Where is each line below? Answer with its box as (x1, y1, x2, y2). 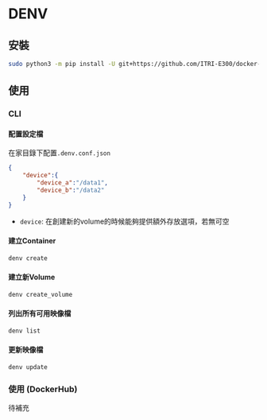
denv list (8, 327, 41, 335)
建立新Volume (8, 272, 56, 282)
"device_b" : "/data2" (37, 186, 105, 195)
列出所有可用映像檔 (8, 309, 72, 318)
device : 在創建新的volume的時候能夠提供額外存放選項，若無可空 (19, 216, 230, 226)
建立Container (8, 236, 56, 246)
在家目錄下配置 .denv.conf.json (8, 148, 111, 157)
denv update (8, 364, 48, 371)
